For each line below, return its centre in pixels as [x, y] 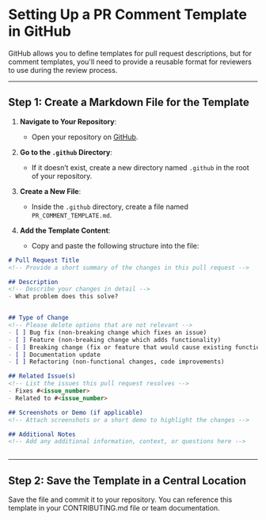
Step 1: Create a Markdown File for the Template [129, 102]
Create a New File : [50, 191]
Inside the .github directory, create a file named [110, 207]
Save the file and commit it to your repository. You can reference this [120, 499]
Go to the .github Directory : [66, 152]
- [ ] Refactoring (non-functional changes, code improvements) [116, 362]
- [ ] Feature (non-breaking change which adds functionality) [115, 340]
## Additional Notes [42, 434]
